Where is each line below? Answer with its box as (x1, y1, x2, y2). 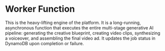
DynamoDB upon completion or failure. (5, 40, 84, 46)
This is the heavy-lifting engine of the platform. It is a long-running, (5, 20, 141, 25)
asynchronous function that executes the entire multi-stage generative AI (5, 25, 154, 30)
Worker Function (5, 3, 75, 15)
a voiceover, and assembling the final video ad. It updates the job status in (5, 35, 156, 41)
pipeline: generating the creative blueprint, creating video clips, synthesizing (5, 30, 161, 36)
